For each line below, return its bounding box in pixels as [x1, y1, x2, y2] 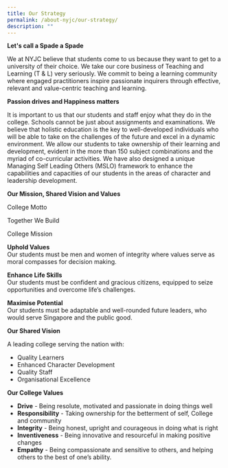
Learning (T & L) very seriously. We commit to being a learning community [7, 69, 218, 78]
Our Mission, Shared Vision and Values [7, 190, 121, 198]
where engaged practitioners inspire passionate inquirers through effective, [7, 77, 221, 85]
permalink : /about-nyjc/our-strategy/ [7, 16, 118, 23]
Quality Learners [16, 353, 65, 361]
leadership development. [7, 177, 78, 185]
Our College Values [7, 389, 64, 397]
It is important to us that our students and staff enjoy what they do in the [7, 111, 212, 119]
